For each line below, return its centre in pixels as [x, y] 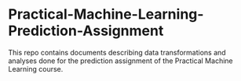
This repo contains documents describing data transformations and [117, 52]
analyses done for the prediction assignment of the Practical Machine [120, 61]
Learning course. [36, 69]
